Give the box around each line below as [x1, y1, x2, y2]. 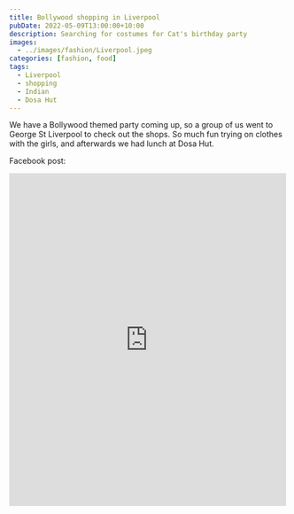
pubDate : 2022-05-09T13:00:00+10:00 [9, 21, 144, 30]
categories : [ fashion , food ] [9, 54, 117, 63]
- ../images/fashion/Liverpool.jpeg [17, 46, 152, 55]
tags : [9, 63, 29, 72]
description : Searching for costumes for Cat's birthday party [9, 29, 248, 38]
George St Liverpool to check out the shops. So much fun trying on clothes [9, 129, 283, 140]
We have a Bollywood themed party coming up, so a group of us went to [9, 120, 274, 130]
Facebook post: [9, 156, 66, 167]
